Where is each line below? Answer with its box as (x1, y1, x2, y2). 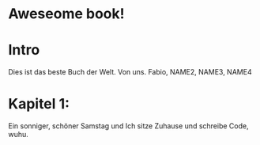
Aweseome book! (8, 5, 125, 23)
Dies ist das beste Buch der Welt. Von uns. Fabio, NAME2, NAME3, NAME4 (8, 67, 252, 77)
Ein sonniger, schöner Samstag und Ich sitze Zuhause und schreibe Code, (8, 121, 249, 131)
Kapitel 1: (8, 95, 70, 113)
